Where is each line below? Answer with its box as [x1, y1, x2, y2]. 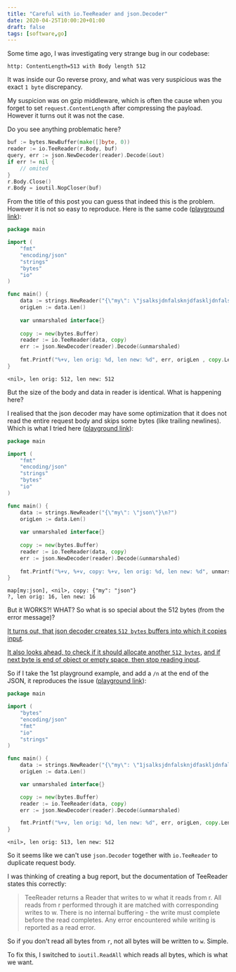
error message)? [7, 613, 55, 622]
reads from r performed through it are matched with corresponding [24, 901, 219, 909]
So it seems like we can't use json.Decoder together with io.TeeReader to [7, 851, 218, 860]
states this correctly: [7, 880, 67, 888]
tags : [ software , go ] [7, 30, 68, 37]
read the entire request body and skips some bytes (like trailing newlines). [7, 417, 221, 425]
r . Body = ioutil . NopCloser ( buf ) [7, 185, 102, 192]
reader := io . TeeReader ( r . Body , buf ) [7, 145, 118, 152]
